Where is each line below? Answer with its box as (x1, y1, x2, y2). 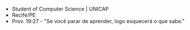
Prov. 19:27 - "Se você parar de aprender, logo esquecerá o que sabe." (11, 18, 185, 24)
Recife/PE (11, 12, 36, 18)
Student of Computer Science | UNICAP (11, 6, 109, 12)
